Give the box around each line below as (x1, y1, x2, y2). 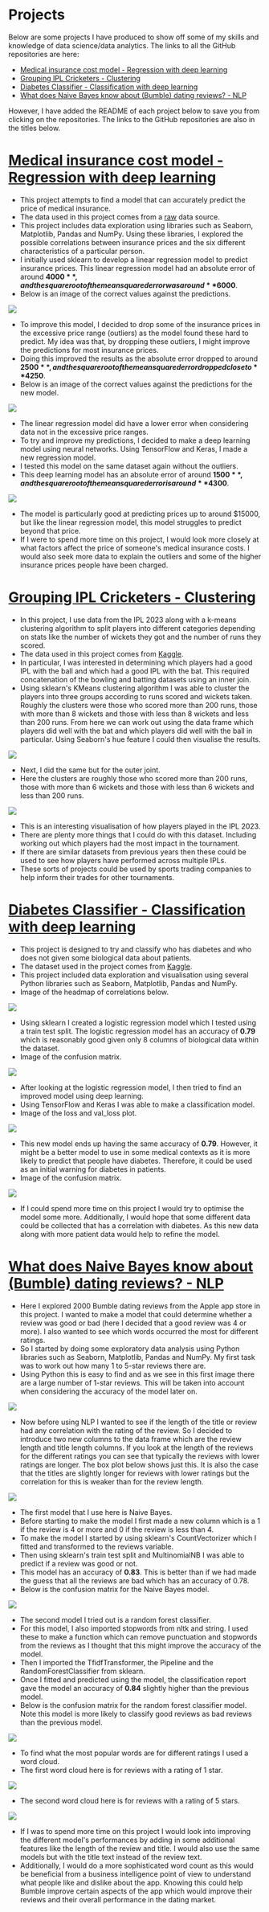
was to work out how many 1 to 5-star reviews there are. (19, 1361, 206, 1370)
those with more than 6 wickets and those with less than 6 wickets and (19, 782, 255, 792)
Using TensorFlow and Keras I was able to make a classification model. (19, 1099, 255, 1109)
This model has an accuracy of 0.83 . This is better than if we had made (19, 1567, 257, 1577)
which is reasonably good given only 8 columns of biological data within (19, 1034, 259, 1044)
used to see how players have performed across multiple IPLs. (19, 855, 227, 865)
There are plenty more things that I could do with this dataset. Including (19, 829, 257, 839)
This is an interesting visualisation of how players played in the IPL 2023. (19, 821, 261, 831)
